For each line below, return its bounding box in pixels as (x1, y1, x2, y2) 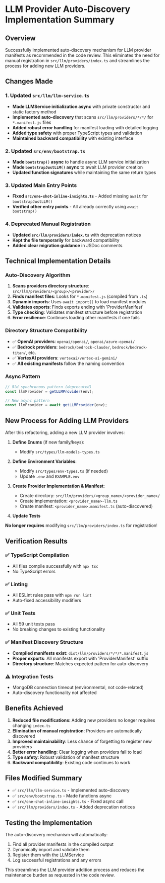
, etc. (25, 350, 36, 355)
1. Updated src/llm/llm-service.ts (5, 92, 90, 99)
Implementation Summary (5, 14, 115, 25)
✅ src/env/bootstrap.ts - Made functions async (12, 793, 112, 798)
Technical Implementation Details (5, 257, 111, 265)
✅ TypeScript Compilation (5, 552, 69, 559)
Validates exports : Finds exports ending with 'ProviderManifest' (12, 304, 144, 310)
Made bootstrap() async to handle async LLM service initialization (12, 159, 150, 165)
